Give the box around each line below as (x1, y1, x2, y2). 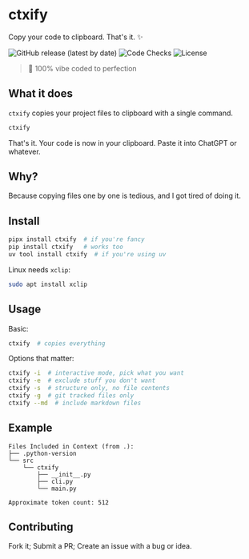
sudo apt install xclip (8, 280, 88, 288)
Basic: (8, 324, 29, 333)
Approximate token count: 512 (8, 498, 110, 506)
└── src (8, 456, 34, 464)
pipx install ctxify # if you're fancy (8, 235, 146, 243)
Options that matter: (8, 354, 74, 364)
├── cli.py (37, 477, 74, 485)
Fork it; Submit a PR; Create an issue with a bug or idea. (8, 541, 192, 551)
